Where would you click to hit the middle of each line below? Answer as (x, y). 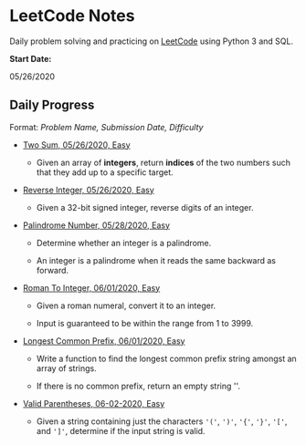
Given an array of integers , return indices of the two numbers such (163, 162)
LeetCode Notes (72, 16)
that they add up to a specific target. (105, 172)
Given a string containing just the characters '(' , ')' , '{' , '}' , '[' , (162, 421)
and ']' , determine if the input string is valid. (121, 430)
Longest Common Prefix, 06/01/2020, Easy (104, 341)
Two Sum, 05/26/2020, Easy (76, 145)
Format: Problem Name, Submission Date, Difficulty (106, 127)
